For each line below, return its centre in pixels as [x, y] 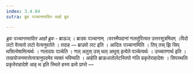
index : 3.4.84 [23, 11]
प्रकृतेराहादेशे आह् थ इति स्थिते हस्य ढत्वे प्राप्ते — [50, 64]
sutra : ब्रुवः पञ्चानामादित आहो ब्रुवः [38, 17]
